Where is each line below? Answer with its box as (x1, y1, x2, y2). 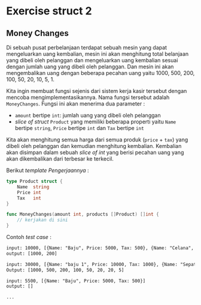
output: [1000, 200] (6, 250, 58, 256)
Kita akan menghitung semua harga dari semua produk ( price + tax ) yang (6, 136, 188, 143)
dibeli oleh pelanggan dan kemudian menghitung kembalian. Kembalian (6, 143, 182, 149)
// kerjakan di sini (17, 217, 68, 223)
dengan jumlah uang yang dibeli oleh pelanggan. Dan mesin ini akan (6, 63, 174, 70)
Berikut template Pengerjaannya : (6, 167, 89, 174)
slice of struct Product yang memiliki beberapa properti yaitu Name (14, 118, 176, 125)
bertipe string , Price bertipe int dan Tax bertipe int (14, 125, 145, 131)
